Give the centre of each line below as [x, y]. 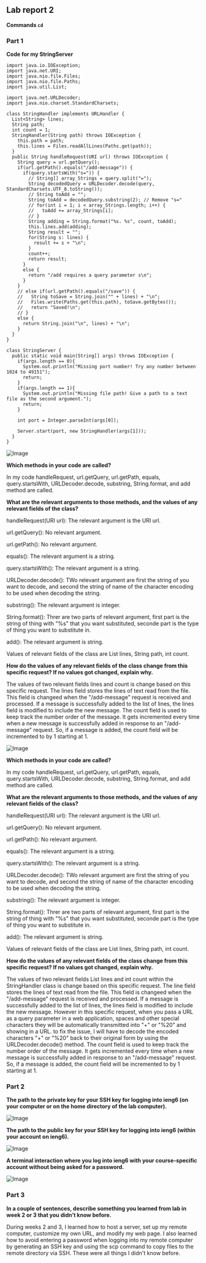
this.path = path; [41, 141]
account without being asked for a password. [65, 1167]
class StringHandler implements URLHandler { [65, 114]
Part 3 [16, 1195]
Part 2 [16, 1087]
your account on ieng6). [38, 1137]
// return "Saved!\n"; [49, 308]
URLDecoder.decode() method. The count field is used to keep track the [97, 1045]
